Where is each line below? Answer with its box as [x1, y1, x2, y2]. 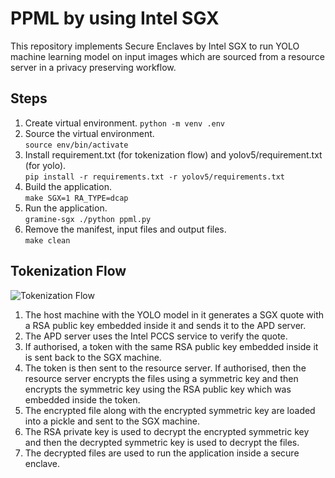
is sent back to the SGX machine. [24, 351, 162, 363]
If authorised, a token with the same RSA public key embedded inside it [24, 340, 319, 352]
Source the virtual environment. [24, 127, 155, 139]
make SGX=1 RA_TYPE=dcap [24, 193, 129, 203]
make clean [24, 235, 71, 246]
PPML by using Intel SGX [10, 7, 220, 30]
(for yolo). [24, 159, 67, 171]
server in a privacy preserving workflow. [10, 61, 177, 73]
